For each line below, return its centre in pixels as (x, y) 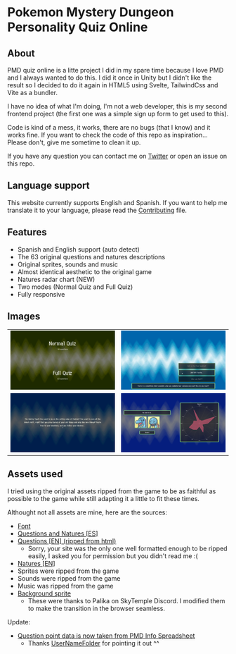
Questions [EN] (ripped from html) (67, 541)
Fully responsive (41, 294)
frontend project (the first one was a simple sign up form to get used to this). (118, 114)
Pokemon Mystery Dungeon (91, 12)
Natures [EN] (36, 563)
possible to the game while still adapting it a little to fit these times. (104, 498)
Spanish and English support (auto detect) (79, 249)
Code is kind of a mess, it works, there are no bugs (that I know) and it (109, 127)
